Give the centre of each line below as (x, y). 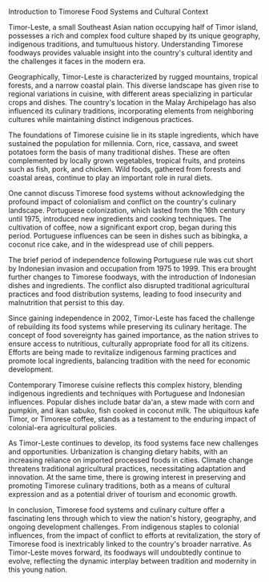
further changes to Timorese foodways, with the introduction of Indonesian (132, 277)
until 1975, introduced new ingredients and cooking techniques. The (120, 219)
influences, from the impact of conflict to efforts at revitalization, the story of (134, 535)
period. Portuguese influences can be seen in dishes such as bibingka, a (128, 236)
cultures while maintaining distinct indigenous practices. (101, 119)
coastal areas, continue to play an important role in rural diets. (110, 177)
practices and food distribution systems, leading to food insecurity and (125, 294)
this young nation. (38, 570)
